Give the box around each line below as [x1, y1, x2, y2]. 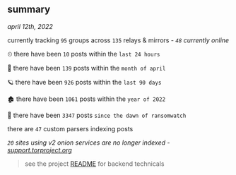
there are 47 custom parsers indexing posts [7, 124, 134, 133]
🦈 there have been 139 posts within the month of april [7, 64, 166, 72]
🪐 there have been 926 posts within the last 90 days [7, 78, 162, 86]
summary [7, 4, 51, 16]
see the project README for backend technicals [24, 159, 165, 168]
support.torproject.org [7, 145, 72, 154]
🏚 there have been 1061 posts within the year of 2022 [7, 95, 166, 103]
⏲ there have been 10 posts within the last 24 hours [7, 49, 160, 58]
